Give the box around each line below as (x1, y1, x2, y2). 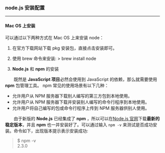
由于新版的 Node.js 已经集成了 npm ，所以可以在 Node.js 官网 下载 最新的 (14, 115, 160, 121)
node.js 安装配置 (5, 4, 45, 11)
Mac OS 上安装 (5, 23, 35, 28)
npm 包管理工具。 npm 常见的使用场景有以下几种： (5, 82, 109, 88)
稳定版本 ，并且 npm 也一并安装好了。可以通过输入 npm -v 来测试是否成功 (5, 122, 153, 127)
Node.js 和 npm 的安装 (12, 66, 59, 72)
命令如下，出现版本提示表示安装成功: (13, 127, 88, 133)
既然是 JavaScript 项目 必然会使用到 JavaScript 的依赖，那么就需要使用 (14, 76, 157, 82)
